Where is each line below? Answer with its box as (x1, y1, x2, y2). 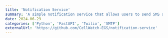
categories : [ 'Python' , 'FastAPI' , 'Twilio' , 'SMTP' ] (5, 21, 120, 26)
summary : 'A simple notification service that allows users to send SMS (5, 12, 160, 17)
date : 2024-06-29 (5, 16, 41, 21)
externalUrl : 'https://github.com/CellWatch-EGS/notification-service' (5, 26, 157, 31)
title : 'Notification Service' (5, 7, 70, 12)
